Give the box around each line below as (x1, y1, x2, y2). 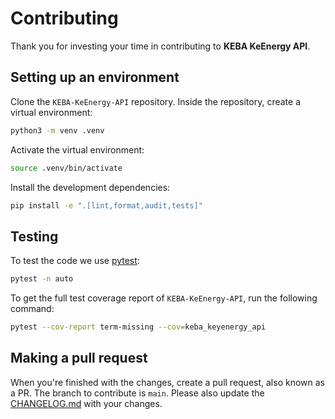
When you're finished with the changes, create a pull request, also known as (10, 376, 325, 388)
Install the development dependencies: (10, 181, 171, 193)
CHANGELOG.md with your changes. (10, 397, 163, 409)
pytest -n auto (10, 274, 74, 284)
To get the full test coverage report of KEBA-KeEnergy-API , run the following (10, 292, 318, 304)
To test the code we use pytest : (10, 255, 140, 267)
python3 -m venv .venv (10, 125, 105, 136)
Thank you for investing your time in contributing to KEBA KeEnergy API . (10, 40, 311, 52)
